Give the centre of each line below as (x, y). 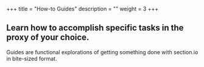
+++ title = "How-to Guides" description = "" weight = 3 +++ (83, 9)
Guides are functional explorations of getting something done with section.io (102, 52)
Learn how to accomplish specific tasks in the (95, 28)
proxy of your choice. (48, 37)
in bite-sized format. (32, 58)
